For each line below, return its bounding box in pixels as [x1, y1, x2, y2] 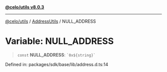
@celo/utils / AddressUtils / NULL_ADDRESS [5, 18, 96, 24]
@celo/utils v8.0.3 [5, 4, 45, 10]
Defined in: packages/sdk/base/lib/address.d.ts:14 [5, 61, 108, 67]
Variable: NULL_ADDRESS [5, 36, 114, 47]
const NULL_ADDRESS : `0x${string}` [17, 52, 96, 58]
